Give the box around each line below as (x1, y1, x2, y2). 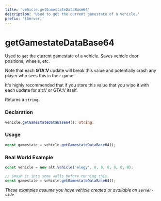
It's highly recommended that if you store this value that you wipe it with (5, 82, 149, 88)
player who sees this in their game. (5, 73, 75, 79)
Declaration (5, 109, 33, 116)
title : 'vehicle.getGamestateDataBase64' (5, 7, 90, 12)
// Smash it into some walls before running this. (5, 173, 110, 179)
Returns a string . (5, 97, 40, 102)
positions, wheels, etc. (5, 58, 50, 64)
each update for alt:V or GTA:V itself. (5, 87, 78, 93)
